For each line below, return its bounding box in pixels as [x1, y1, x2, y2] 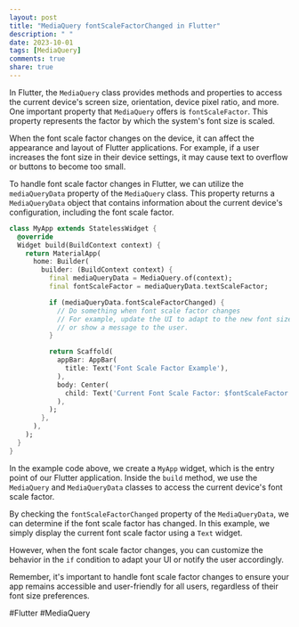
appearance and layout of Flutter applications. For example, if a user [9, 142, 260, 152]
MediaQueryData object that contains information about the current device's [9, 197, 283, 208]
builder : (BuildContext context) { [41, 265, 174, 274]
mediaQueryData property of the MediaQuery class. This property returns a [9, 188, 275, 199]
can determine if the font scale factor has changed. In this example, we [9, 517, 271, 528]
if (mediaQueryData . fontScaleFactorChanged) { [48, 297, 225, 307]
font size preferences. [9, 590, 91, 601]
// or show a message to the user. [56, 322, 190, 332]
